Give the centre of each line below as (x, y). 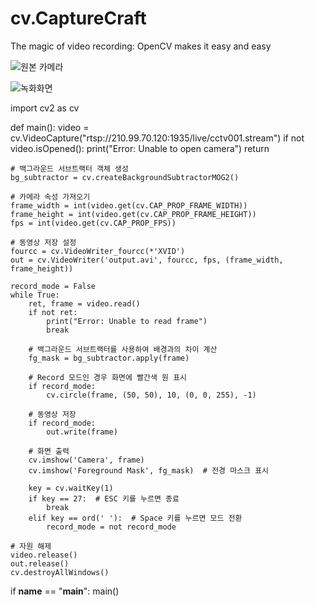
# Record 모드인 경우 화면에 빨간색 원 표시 (108, 377)
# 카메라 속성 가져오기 (50, 197)
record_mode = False (53, 286)
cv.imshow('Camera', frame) (86, 460)
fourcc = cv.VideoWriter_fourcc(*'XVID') (98, 251)
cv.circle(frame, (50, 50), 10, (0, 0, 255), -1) (151, 395)
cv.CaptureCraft (78, 18)
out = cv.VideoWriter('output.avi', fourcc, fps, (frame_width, (147, 260)
